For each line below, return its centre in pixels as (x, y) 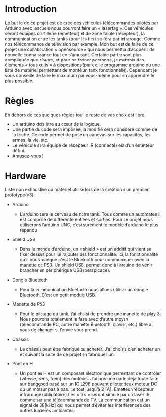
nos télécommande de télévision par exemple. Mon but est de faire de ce (80, 44)
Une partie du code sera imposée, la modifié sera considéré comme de (84, 129)
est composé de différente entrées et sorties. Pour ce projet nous (86, 219)
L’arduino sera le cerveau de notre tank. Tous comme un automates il (90, 214)
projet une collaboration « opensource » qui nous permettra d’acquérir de (80, 49)
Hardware (26, 176)
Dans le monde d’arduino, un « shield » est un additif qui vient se (85, 249)
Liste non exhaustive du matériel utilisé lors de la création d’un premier (77, 189)
